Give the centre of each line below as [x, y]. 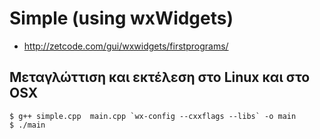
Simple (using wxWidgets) [121, 18]
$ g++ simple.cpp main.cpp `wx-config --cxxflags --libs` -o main [153, 116]
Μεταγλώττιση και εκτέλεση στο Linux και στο [160, 77]
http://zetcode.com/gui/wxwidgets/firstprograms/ [126, 46]
